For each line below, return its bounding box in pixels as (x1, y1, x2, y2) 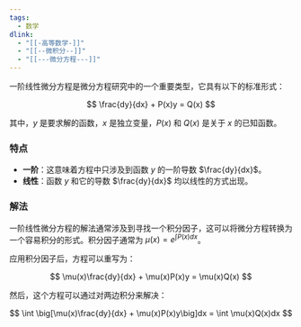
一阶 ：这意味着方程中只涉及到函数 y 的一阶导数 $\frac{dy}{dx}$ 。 (22, 164, 267, 176)
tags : (9, 13, 30, 23)
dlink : (9, 30, 34, 39)
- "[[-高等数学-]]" (17, 38, 85, 48)
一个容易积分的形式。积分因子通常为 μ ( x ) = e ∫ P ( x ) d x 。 (9, 232, 206, 245)
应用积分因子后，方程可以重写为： (9, 253, 136, 264)
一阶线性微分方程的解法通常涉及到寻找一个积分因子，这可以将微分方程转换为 (9, 223, 293, 233)
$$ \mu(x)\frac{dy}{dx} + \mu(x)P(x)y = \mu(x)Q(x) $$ (49, 271, 252, 282)
